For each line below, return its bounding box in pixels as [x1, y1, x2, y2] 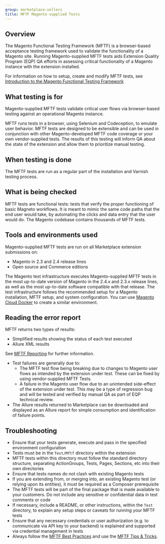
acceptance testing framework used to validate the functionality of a [5, 48, 143, 54]
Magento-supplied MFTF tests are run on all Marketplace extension [5, 244, 141, 250]
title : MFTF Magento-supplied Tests [5, 12, 80, 17]
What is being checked [5, 188, 77, 196]
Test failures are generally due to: [12, 360, 81, 366]
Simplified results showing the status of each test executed [12, 336, 132, 342]
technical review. [19, 397, 54, 403]
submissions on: [5, 249, 38, 255]
